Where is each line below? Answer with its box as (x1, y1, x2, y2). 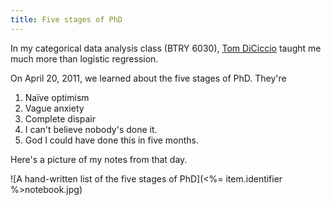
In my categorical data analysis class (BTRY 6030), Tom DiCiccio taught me (10, 42, 322, 54)
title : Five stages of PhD (10, 14, 123, 25)
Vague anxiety (24, 102, 85, 114)
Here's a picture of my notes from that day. (10, 153, 188, 165)
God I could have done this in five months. (24, 134, 200, 146)
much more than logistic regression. (10, 52, 159, 65)
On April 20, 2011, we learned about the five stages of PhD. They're (10, 72, 287, 84)
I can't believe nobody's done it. (24, 123, 158, 135)
